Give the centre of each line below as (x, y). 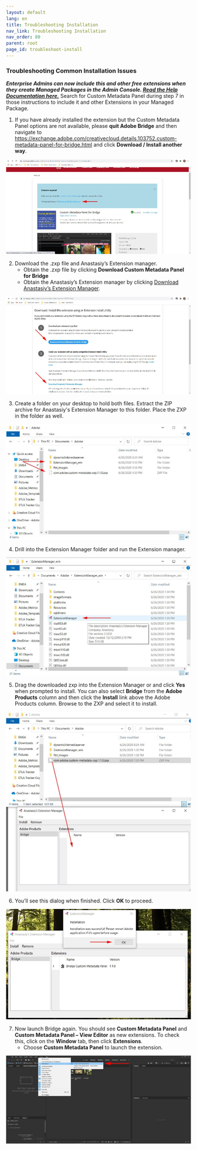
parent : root (22, 43)
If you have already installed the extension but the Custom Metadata (97, 120)
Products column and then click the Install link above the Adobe (92, 697)
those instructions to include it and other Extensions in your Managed (90, 102)
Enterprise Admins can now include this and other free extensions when (96, 84)
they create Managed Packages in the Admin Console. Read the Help (92, 90)
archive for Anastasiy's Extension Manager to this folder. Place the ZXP (101, 409)
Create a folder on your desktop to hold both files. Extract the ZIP (93, 403)
